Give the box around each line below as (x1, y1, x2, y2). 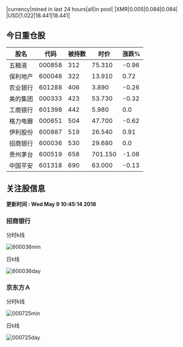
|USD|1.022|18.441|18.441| (6, 12, 70, 19)
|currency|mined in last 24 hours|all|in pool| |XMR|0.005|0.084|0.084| (6, 6, 178, 12)
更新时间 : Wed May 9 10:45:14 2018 (6, 200, 96, 207)
